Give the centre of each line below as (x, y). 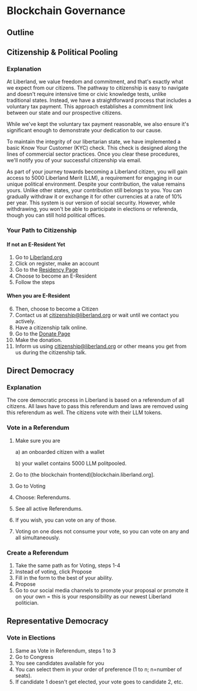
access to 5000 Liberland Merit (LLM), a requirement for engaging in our (94, 178)
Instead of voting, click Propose (53, 572)
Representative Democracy (58, 621)
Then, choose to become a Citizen (57, 309)
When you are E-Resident (38, 295)
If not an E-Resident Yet (36, 244)
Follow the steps (35, 282)
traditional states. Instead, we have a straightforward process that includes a (99, 100)
